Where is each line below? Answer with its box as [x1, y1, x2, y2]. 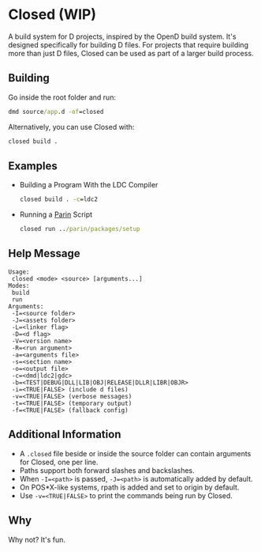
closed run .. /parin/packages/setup [19, 225, 140, 233]
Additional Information [8, 428, 121, 441]
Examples [8, 159, 58, 172]
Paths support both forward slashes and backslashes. [19, 465, 195, 475]
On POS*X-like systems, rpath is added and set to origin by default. [19, 482, 240, 492]
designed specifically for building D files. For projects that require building [8, 40, 248, 49]
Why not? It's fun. [8, 535, 65, 544]
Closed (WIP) [8, 6, 97, 24]
